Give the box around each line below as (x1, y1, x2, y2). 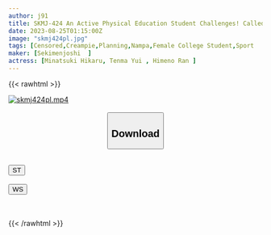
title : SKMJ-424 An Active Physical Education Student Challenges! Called (8, 19, 265, 27)
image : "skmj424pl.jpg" (8, 34, 89, 43)
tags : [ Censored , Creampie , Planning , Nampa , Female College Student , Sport (8, 42, 254, 50)
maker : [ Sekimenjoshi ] (8, 49, 92, 57)
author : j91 (8, 11, 48, 20)
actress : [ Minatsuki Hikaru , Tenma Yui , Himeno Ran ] (8, 57, 197, 65)
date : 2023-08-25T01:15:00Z (8, 27, 103, 35)
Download (111, 127, 160, 140)
